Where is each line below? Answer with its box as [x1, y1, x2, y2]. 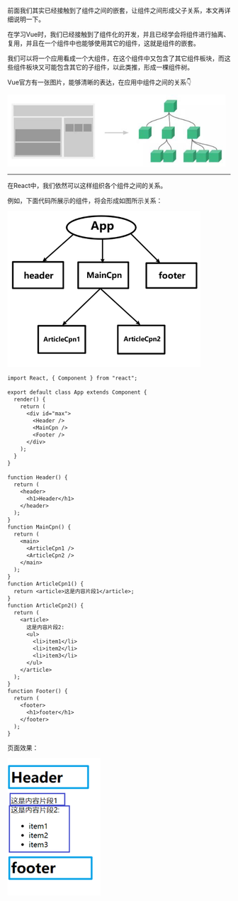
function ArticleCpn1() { [7, 580, 84, 587]
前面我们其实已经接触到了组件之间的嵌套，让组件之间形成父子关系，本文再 [7, 6, 225, 14]
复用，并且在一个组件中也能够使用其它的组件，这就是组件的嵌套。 [7, 39, 200, 48]
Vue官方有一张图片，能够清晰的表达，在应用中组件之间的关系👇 [7, 78, 192, 87]
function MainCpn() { [7, 524, 72, 531]
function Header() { [7, 474, 69, 481]
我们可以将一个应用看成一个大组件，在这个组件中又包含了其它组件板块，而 [7, 54, 225, 62]
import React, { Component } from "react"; [7, 375, 138, 382]
